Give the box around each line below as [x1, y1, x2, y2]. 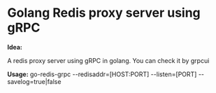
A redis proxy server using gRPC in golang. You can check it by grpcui [7, 56, 210, 64]
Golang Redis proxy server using [7, 5, 201, 21]
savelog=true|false [7, 77, 62, 85]
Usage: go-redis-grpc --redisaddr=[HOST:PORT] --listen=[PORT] [7, 70, 197, 78]
